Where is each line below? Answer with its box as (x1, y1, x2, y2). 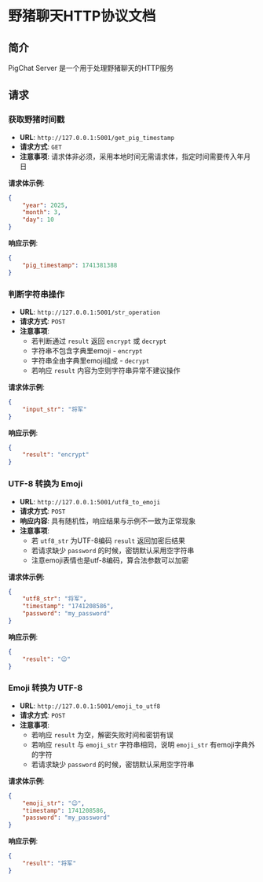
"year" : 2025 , (22, 201, 68, 209)
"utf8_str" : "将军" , (22, 595, 87, 603)
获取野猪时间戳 (8, 114, 65, 125)
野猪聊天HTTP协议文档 (8, 7, 156, 25)
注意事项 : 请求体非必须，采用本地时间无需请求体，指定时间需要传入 (19, 151, 237, 161)
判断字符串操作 (8, 289, 65, 300)
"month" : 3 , (22, 209, 61, 216)
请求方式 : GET (19, 142, 63, 151)
